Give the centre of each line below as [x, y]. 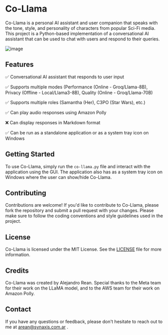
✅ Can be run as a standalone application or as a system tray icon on [77, 132]
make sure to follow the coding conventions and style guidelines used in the [84, 216]
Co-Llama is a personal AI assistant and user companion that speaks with [81, 23]
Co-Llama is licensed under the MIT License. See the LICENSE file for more [83, 249]
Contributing [26, 193]
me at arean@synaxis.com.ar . [37, 327]
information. [18, 255]
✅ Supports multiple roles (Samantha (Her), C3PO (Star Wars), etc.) [75, 102]
